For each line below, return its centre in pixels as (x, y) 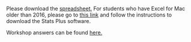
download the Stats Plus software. (49, 21)
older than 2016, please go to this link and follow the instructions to (89, 15)
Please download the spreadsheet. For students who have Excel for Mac (96, 9)
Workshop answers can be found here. (54, 33)
